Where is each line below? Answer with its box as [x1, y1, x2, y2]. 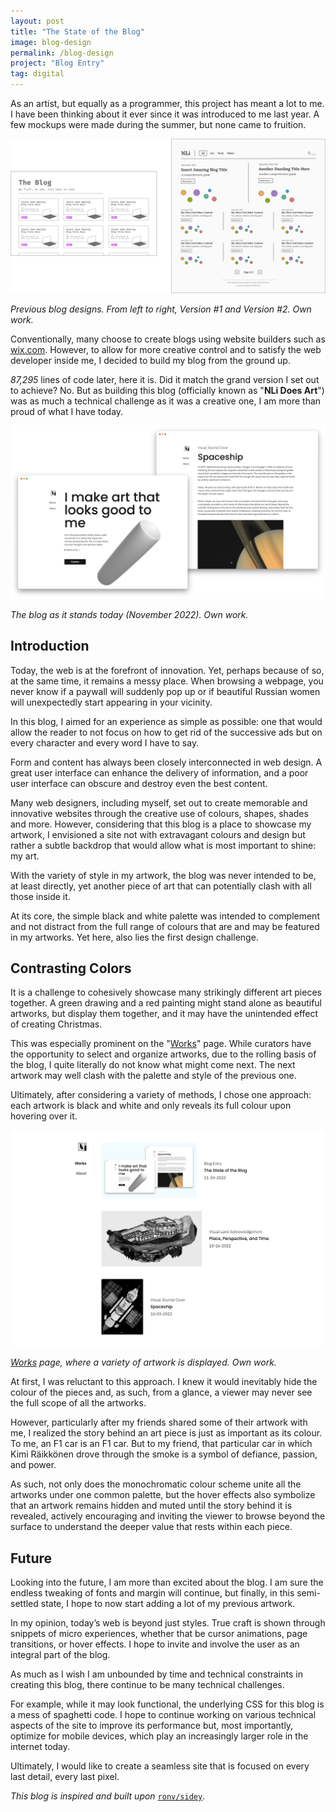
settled [10, 1598, 39, 1610]
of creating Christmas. [10, 1018, 103, 1030]
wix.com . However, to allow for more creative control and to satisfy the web [10, 344, 322, 356]
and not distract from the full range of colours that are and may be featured [10, 920, 320, 932]
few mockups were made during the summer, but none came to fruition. [10, 119, 307, 130]
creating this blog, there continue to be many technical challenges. [10, 1679, 285, 1691]
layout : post [10, 16, 65, 26]
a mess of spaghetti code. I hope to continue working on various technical [10, 1709, 317, 1721]
